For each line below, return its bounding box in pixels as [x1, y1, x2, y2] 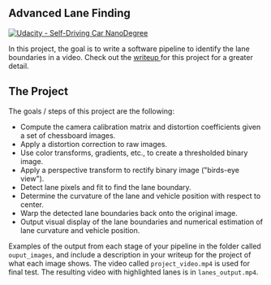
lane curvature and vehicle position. [19, 225, 140, 235]
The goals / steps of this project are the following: [8, 106, 174, 116]
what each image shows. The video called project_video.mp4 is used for [8, 258, 250, 268]
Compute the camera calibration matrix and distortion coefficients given [19, 122, 261, 132]
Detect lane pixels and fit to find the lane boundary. [19, 182, 192, 192]
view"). [19, 174, 45, 184]
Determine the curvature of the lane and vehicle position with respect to [19, 191, 261, 201]
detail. [8, 61, 30, 71]
